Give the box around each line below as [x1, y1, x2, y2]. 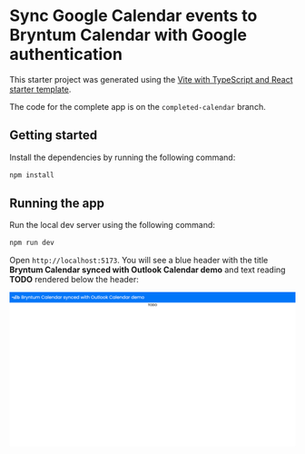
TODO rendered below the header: [9, 274, 139, 285]
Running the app [9, 196, 104, 212]
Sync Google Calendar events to [9, 5, 258, 26]
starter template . [9, 84, 72, 94]
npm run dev [9, 238, 54, 248]
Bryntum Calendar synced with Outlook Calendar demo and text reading [9, 264, 286, 275]
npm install [9, 170, 54, 180]
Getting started [9, 128, 98, 143]
